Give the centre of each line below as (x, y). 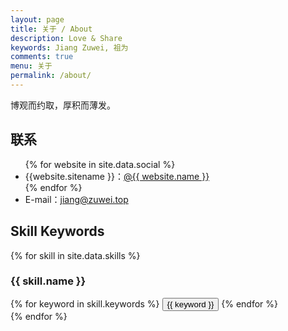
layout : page (37, 19)
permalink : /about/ (51, 76)
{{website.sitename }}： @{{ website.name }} (117, 176)
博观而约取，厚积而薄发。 (63, 105)
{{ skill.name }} (48, 281)
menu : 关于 (31, 66)
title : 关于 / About (51, 29)
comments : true (42, 57)
